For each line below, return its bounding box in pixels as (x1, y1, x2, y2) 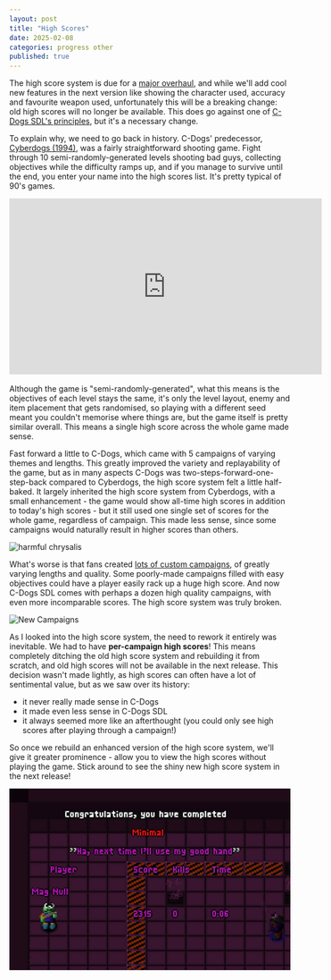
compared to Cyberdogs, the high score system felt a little (48, 477, 263, 487)
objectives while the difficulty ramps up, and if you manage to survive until (9, 162, 284, 173)
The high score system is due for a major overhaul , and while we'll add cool (9, 78, 287, 89)
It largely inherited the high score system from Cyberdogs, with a (36, 486, 276, 497)
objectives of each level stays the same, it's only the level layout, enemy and (9, 393, 291, 404)
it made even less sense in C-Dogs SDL (21, 706, 168, 717)
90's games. (9, 181, 55, 191)
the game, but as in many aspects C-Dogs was (9, 468, 181, 478)
